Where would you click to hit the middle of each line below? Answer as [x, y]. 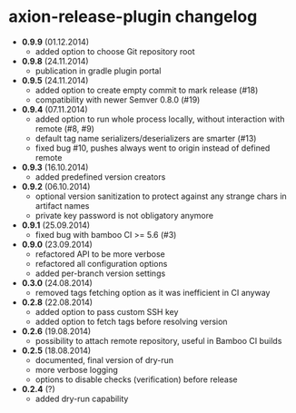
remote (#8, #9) [64, 128]
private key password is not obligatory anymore [124, 215]
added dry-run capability [82, 398]
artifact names [62, 205]
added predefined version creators [100, 177]
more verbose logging [77, 369]
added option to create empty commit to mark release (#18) [147, 90]
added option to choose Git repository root [115, 51]
